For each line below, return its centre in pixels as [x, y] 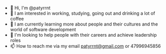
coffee [17, 19]
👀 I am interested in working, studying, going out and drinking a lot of [82, 13]
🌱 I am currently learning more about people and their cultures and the [84, 24]
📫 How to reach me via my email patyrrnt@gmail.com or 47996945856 [86, 46]
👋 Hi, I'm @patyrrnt [30, 8]
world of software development [43, 30]
